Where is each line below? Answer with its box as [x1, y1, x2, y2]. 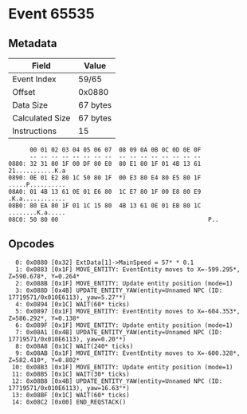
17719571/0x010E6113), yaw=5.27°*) [8, 293, 127, 302]
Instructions [12, 125, 57, 136]
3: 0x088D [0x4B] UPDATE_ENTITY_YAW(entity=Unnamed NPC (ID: [15, 286, 223, 294]
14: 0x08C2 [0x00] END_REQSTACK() [11, 398, 127, 406]
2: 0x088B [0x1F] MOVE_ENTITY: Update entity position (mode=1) [15, 279, 233, 287]
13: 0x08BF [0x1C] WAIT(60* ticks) [11, 391, 130, 399]
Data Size [12, 100, 49, 110]
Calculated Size [12, 112, 71, 124]
